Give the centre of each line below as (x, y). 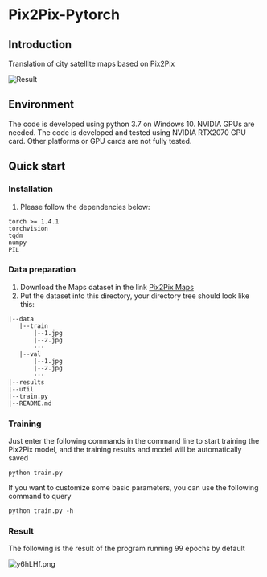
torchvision (28, 228)
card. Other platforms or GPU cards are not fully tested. (100, 141)
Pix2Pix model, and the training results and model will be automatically (125, 450)
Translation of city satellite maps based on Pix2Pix (92, 63)
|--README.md (30, 403)
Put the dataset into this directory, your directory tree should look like (135, 296)
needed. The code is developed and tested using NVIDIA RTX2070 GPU (127, 132)
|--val (30, 354)
